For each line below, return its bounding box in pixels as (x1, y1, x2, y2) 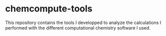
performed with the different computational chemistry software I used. (5, 24, 150, 30)
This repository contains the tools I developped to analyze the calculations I (5, 19, 161, 25)
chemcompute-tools (5, 3, 93, 14)
